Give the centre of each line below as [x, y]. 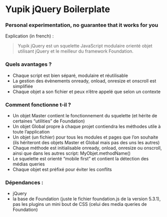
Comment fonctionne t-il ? [38, 105]
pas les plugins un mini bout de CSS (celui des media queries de [80, 204]
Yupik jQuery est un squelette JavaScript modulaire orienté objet [85, 46]
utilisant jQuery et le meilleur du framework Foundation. [75, 51]
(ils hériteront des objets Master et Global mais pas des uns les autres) [86, 143]
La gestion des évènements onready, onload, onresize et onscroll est [84, 81]
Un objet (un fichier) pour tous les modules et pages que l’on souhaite [85, 137]
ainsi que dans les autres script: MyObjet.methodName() [71, 153]
